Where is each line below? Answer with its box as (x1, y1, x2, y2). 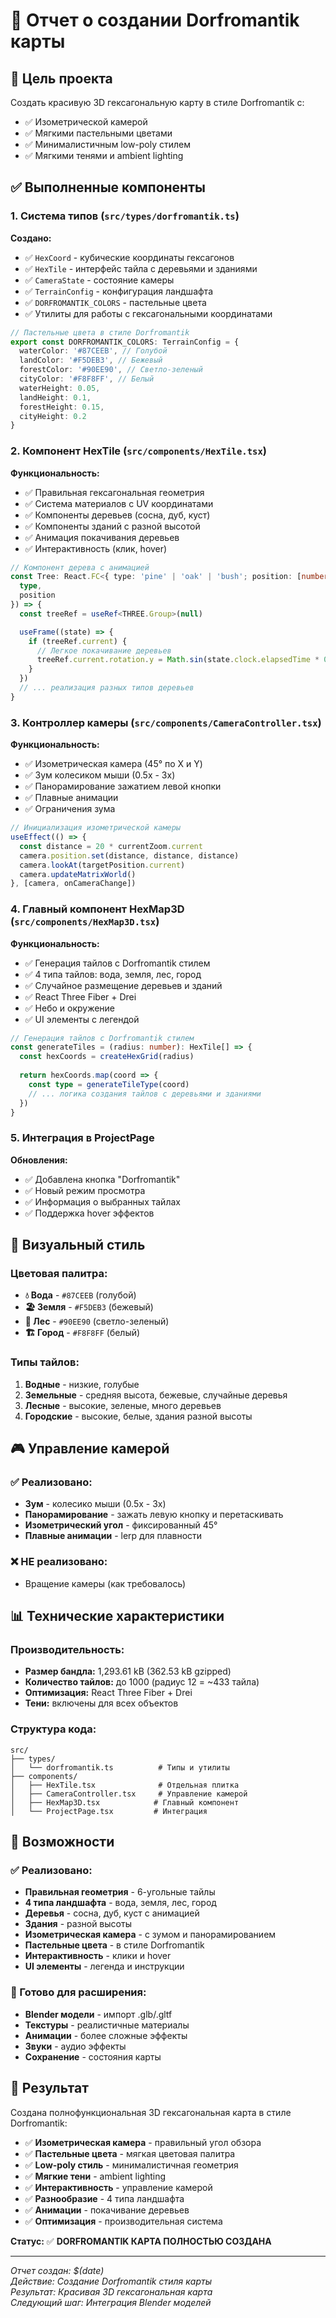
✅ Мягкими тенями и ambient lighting (24, 150, 184, 161)
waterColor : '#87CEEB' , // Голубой (19, 346, 168, 356)
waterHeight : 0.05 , (19, 383, 101, 393)
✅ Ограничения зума (24, 803, 116, 815)
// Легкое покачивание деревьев (36, 645, 172, 656)
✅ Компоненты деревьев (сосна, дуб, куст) (24, 509, 211, 521)
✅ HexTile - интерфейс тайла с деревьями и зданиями (24, 262, 258, 274)
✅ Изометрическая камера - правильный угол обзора (24, 2136, 262, 2148)
